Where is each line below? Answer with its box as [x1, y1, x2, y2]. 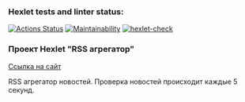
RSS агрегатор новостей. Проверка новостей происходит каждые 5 [8, 77, 238, 86]
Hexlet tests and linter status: [8, 6, 124, 17]
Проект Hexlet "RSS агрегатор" [8, 44, 135, 55]
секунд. [8, 85, 35, 94]
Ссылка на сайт [8, 61, 62, 71]
